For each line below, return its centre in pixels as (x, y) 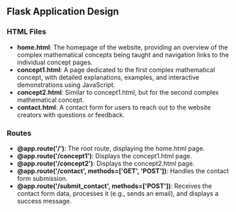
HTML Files (27, 32)
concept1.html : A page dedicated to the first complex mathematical (116, 69)
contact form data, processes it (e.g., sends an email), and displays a (118, 193)
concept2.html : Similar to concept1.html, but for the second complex (118, 92)
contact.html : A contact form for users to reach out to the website (114, 107)
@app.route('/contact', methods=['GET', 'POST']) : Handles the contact (123, 171)
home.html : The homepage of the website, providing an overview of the (122, 47)
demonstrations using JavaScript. (66, 85)
